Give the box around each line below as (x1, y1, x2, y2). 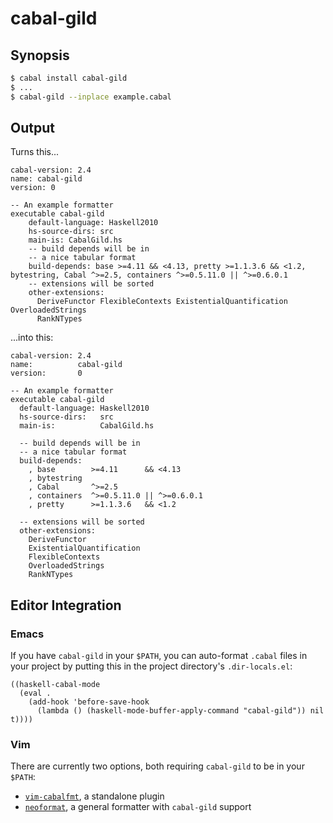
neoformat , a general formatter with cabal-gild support (24, 801, 252, 813)
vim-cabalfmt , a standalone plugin (24, 790, 165, 802)
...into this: (10, 332, 54, 344)
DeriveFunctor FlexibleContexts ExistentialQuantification (36, 297, 288, 307)
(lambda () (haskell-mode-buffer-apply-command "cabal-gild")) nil (36, 706, 325, 716)
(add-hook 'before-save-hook (28, 697, 150, 707)
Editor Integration (10, 597, 122, 614)
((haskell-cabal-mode (10, 680, 101, 690)
